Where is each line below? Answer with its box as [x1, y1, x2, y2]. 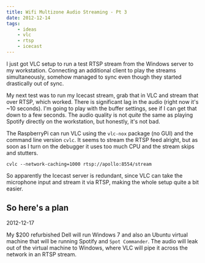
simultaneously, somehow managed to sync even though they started [6, 73, 182, 80]
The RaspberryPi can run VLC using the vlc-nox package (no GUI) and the [6, 130, 194, 137]
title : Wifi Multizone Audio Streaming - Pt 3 [6, 9, 127, 15]
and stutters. [6, 149, 39, 157]
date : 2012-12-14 [6, 15, 51, 21]
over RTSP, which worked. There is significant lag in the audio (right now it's [6, 98, 199, 105]
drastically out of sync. [6, 79, 64, 87]
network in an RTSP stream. [6, 250, 76, 258]
